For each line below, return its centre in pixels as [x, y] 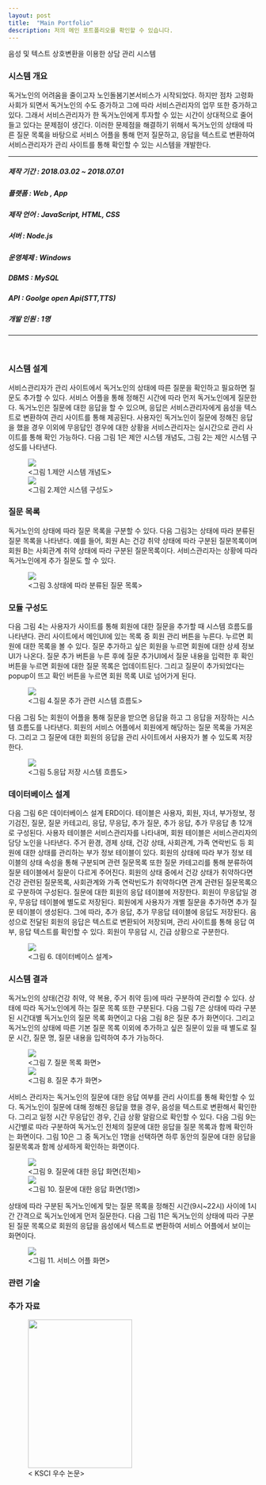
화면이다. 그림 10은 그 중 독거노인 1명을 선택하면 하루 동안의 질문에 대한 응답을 [136, 1137]
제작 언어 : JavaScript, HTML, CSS [64, 215]
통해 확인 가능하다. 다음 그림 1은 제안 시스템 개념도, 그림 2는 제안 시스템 [139, 437]
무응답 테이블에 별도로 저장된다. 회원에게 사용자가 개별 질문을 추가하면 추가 [134, 902]
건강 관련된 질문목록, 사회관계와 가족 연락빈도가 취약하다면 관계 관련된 [116, 882]
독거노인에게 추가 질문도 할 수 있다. [62, 560]
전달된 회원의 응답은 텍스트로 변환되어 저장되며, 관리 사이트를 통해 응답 [138, 922]
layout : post [30, 15]
